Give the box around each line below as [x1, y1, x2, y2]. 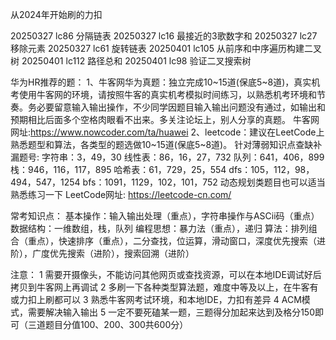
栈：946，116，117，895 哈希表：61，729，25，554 [10, 164, 227, 175]
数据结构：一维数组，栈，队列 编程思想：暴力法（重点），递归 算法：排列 [10, 223, 309, 234]
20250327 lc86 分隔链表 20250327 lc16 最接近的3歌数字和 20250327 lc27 [10, 30, 318, 42]
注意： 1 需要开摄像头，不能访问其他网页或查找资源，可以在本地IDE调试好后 [10, 269, 322, 280]
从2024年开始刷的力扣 [10, 9, 103, 20]
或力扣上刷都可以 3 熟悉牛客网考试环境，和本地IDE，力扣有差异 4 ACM [10, 294, 302, 305]
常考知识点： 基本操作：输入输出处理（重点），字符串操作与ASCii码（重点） [10, 210, 320, 222]
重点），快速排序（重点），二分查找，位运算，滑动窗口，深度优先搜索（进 [27, 235, 326, 247]
